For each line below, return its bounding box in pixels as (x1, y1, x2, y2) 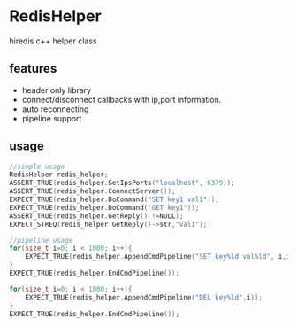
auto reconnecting (21, 104, 89, 114)
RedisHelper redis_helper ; (9, 170, 109, 179)
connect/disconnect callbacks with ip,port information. (21, 94, 222, 105)
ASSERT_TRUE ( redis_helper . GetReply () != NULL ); (9, 211, 184, 221)
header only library (21, 84, 91, 95)
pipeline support (21, 113, 82, 123)
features (9, 61, 57, 76)
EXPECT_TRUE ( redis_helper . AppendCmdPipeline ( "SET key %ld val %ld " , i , (25, 253, 287, 261)
